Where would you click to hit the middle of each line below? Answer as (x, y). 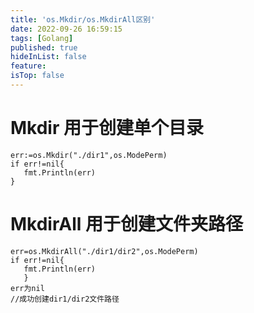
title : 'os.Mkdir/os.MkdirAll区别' (83, 19)
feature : (28, 66)
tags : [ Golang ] (42, 38)
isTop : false (37, 76)
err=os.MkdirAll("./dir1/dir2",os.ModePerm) (104, 251)
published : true (44, 47)
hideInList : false (48, 57)
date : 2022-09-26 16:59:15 (66, 29)
